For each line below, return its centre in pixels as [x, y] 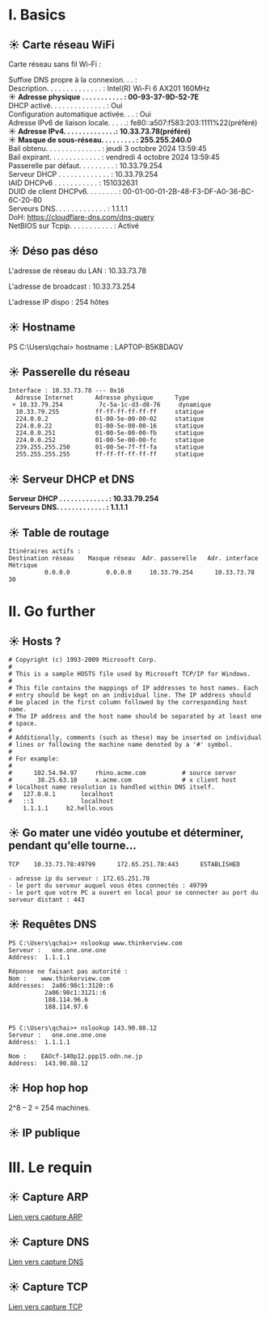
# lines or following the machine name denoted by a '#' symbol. [120, 745]
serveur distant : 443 [46, 900]
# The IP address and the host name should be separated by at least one [135, 717]
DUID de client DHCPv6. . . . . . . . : [65, 191]
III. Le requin [51, 1167]
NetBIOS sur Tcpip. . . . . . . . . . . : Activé [74, 225]
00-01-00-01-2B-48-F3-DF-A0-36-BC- [188, 191]
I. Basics [37, 15]
